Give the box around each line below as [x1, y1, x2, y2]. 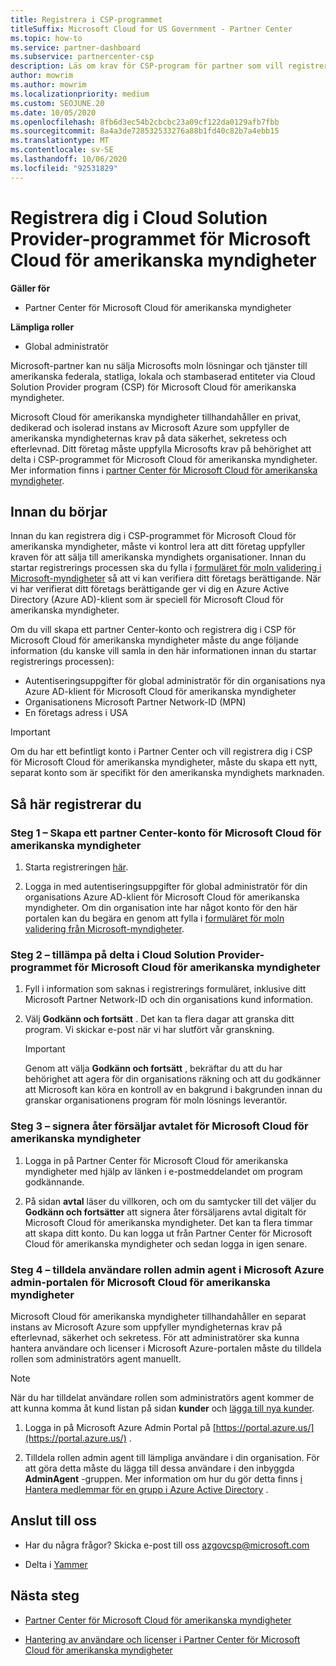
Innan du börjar [10, 503, 108, 520]
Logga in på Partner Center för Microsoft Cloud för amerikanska [24, 1154, 289, 1166]
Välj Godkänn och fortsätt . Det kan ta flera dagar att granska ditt [24, 1013, 295, 1025]
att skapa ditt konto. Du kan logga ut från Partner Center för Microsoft [24, 1227, 313, 1239]
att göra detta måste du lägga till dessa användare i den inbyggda [24, 1462, 295, 1474]
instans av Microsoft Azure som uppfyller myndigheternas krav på [10, 1321, 283, 1333]
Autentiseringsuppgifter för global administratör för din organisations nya [24, 675, 326, 687]
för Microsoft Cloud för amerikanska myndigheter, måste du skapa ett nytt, [10, 756, 318, 768]
